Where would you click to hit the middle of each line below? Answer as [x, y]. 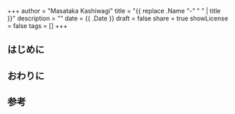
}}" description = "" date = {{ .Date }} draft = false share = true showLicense [118, 18]
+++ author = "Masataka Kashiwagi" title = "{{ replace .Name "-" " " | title [114, 11]
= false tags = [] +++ [38, 26]
